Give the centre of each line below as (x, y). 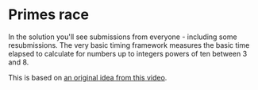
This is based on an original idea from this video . (88, 77)
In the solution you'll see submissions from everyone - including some (123, 37)
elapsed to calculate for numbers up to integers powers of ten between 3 (128, 53)
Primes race (49, 15)
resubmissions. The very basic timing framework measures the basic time (129, 45)
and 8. (19, 62)
